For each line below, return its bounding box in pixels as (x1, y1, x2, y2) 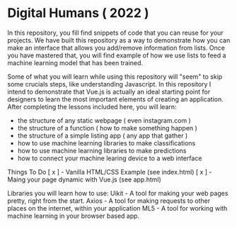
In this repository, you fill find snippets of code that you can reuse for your (7, 28, 224, 37)
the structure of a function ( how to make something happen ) (17, 123, 198, 132)
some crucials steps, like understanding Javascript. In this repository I (7, 79, 212, 88)
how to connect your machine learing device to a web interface (17, 154, 202, 162)
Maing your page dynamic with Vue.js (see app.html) (7, 175, 161, 184)
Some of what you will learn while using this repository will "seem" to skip (7, 72, 223, 81)
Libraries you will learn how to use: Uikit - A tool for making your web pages (7, 189, 229, 197)
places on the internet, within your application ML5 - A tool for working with (7, 204, 228, 212)
